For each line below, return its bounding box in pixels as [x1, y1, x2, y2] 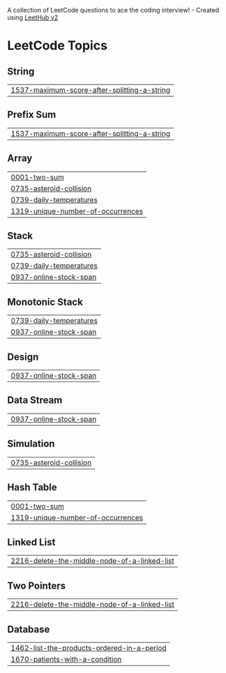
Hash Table [7, 481, 57, 494]
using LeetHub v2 [7, 13, 59, 22]
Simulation [7, 438, 55, 450]
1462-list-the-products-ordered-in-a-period [10, 643, 167, 653]
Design [7, 351, 39, 363]
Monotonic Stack [7, 296, 84, 308]
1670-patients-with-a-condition [10, 654, 122, 664]
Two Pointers [7, 580, 66, 591]
